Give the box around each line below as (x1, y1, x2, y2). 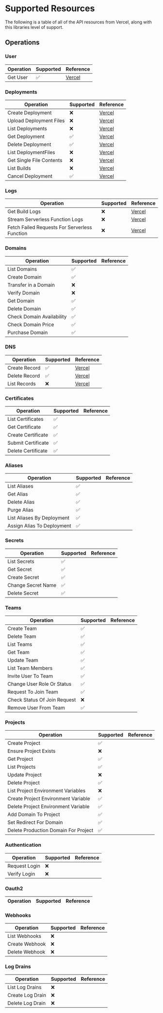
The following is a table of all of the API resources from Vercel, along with (5, 19, 152, 25)
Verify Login (7, 870, 35, 877)
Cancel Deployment (7, 173, 52, 179)
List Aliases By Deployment (7, 515, 69, 521)
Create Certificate (7, 432, 49, 438)
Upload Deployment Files (7, 117, 65, 124)
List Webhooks (7, 933, 41, 939)
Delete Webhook (7, 949, 46, 955)
